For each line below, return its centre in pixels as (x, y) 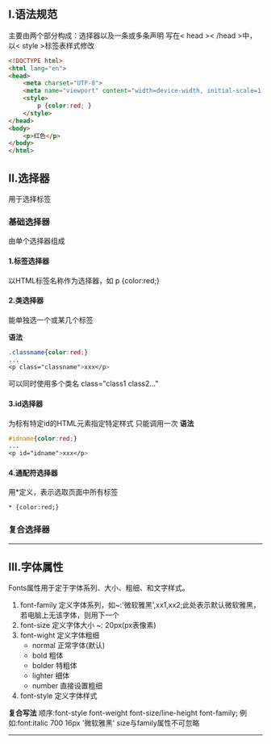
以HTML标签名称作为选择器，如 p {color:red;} (84, 280)
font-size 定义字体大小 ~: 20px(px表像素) (88, 625)
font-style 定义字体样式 (58, 696)
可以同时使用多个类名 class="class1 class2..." (83, 384)
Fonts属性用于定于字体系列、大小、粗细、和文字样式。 (99, 588)
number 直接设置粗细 (67, 686)
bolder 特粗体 (54, 666)
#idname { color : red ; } (43, 438)
